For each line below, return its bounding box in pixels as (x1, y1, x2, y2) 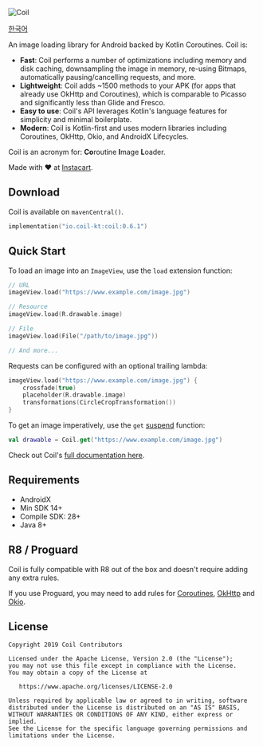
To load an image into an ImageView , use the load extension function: (8, 266, 233, 275)
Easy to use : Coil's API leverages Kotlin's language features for (19, 106, 228, 116)
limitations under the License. (8, 732, 116, 740)
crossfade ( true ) (22, 384, 77, 392)
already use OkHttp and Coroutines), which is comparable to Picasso (19, 89, 247, 99)
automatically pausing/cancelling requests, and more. (19, 73, 197, 81)
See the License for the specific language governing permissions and (8, 724, 248, 733)
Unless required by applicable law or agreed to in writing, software (8, 697, 248, 705)
